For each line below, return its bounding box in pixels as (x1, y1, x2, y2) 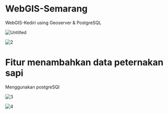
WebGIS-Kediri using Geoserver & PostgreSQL (5, 20, 102, 26)
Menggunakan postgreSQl (5, 84, 60, 90)
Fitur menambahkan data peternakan (5, 57, 163, 68)
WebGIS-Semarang (5, 3, 88, 15)
